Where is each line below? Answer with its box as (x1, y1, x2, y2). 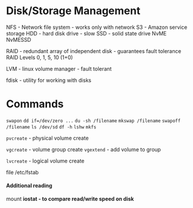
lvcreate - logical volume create (6, 157, 85, 164)
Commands (6, 97, 64, 111)
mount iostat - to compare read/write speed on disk (6, 196, 134, 203)
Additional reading (6, 182, 53, 189)
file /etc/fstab (6, 169, 39, 176)
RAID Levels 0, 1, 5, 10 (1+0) (6, 54, 74, 61)
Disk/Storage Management (6, 4, 141, 18)
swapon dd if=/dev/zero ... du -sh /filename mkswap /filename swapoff (6, 118, 181, 124)
